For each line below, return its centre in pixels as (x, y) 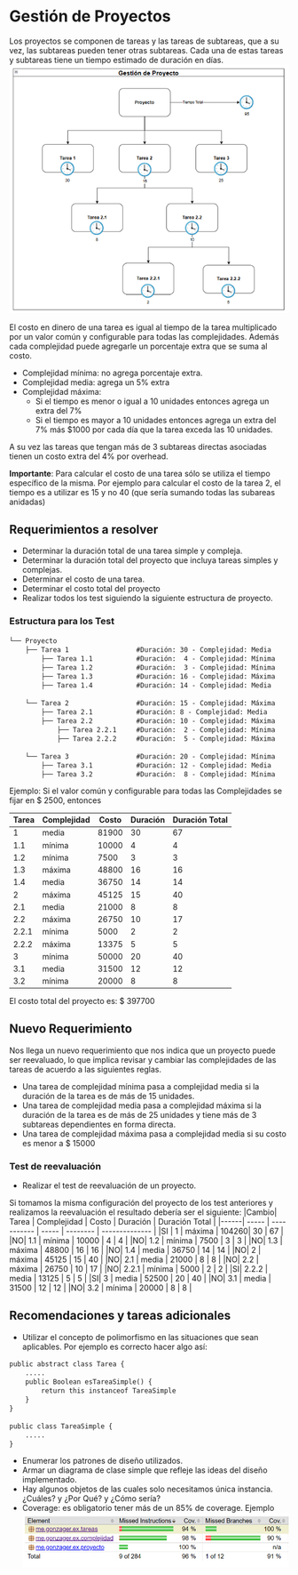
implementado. (49, 1479)
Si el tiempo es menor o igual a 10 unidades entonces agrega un (152, 401)
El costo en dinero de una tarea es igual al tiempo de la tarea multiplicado (143, 327)
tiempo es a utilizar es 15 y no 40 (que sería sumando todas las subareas (142, 492)
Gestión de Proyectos (90, 16)
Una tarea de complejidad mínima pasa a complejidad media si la (141, 1086)
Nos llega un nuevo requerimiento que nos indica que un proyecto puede (143, 1050)
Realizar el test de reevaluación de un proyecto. (109, 1185)
